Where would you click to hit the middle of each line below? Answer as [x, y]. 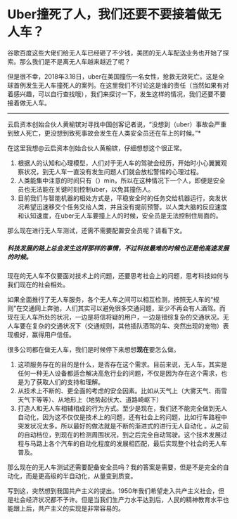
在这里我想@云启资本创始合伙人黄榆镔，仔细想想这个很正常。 [97, 147]
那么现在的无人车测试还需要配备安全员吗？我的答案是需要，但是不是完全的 [115, 467]
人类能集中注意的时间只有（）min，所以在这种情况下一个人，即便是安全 [121, 180]
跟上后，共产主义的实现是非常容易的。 [69, 508]
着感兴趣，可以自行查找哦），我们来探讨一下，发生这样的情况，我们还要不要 [117, 94]
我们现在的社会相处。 [38, 284]
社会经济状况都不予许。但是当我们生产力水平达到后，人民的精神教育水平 [118, 499]
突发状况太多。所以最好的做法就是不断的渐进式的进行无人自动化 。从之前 [123, 426]
